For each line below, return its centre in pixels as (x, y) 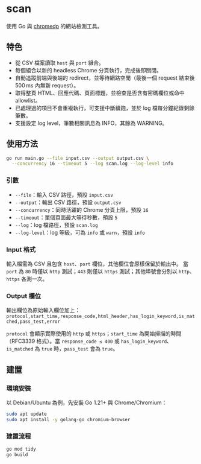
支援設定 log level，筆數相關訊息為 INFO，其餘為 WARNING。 (91, 123)
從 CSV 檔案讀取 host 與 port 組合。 (59, 63)
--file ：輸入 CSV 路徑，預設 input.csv (64, 194)
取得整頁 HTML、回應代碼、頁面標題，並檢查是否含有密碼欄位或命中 (100, 93)
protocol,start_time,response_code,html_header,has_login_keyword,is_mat (101, 316)
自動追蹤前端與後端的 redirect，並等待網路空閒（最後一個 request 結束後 (105, 78)
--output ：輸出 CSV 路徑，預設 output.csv (68, 202)
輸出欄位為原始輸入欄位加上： (43, 310)
